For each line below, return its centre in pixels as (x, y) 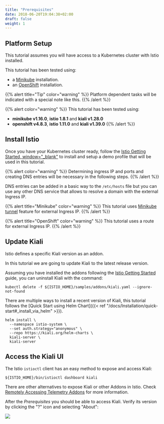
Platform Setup (29, 43)
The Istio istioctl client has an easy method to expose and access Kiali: (79, 368)
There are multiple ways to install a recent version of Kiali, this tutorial (75, 300)
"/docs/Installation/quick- (132, 306)
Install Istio (22, 139)
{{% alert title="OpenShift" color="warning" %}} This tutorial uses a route (80, 221)
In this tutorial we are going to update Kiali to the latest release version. (77, 263)
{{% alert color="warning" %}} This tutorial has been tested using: (72, 109)
